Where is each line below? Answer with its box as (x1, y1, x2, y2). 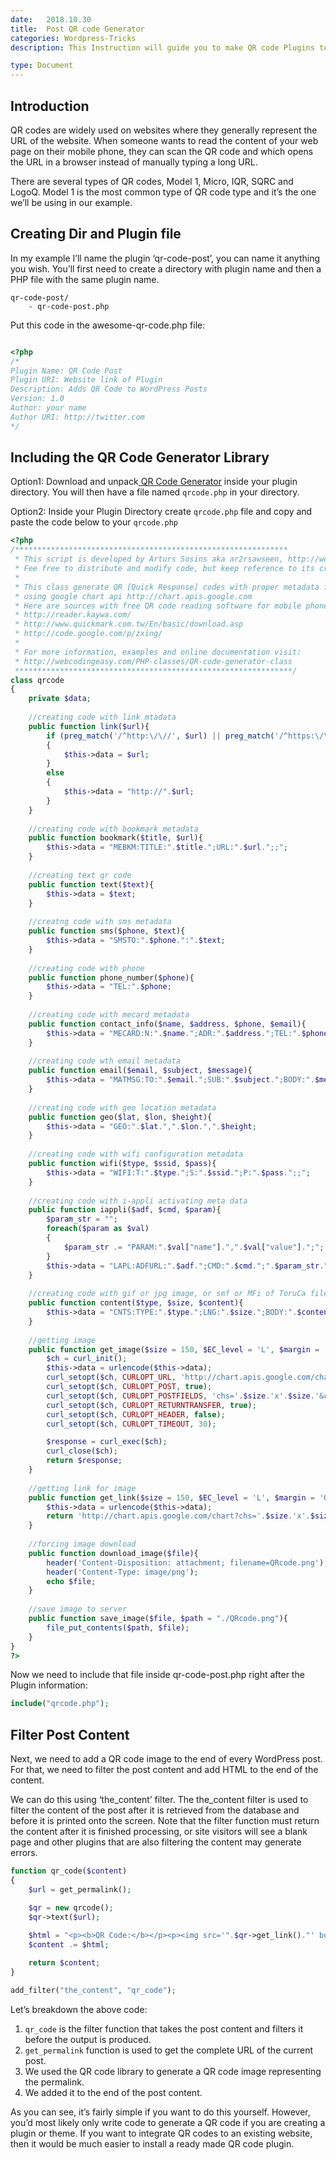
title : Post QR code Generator (10, 24, 145, 34)
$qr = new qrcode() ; (28, 1902, 114, 1913)
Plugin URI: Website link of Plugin (10, 375, 163, 385)
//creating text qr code (28, 870, 132, 880)
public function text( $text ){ (28, 879, 155, 890)
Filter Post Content (10, 1726, 130, 1743)
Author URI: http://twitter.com (10, 412, 145, 422)
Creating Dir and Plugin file (10, 226, 182, 243)
